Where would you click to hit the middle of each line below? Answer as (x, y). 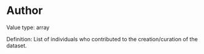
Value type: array (28, 27)
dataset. (17, 46)
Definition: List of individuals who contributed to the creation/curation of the (102, 39)
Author (25, 11)
